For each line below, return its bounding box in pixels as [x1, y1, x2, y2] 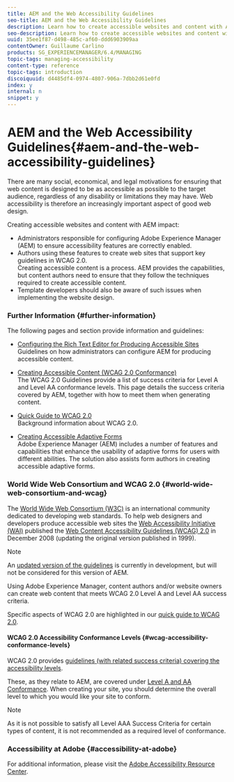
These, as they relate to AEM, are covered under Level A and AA [7, 677, 192, 686]
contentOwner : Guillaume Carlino [7, 43, 104, 50]
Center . [7, 767, 29, 776]
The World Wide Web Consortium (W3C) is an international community [7, 504, 210, 513]
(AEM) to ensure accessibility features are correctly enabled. [17, 241, 192, 250]
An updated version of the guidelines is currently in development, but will [7, 561, 217, 569]
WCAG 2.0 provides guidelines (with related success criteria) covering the [7, 656, 220, 665]
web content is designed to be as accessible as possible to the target [7, 184, 206, 193]
